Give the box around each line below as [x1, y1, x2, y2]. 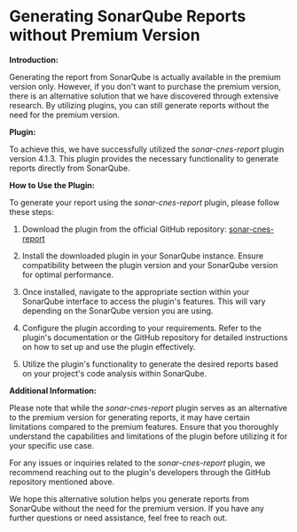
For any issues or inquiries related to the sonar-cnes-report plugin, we [9, 457, 266, 468]
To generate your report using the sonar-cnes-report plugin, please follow [9, 197, 280, 208]
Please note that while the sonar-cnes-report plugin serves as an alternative [9, 402, 288, 413]
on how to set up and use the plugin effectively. [21, 341, 196, 352]
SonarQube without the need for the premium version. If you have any [9, 503, 264, 513]
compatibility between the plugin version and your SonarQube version [21, 259, 278, 270]
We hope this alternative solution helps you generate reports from [9, 493, 250, 504]
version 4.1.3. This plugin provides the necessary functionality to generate [9, 153, 279, 163]
